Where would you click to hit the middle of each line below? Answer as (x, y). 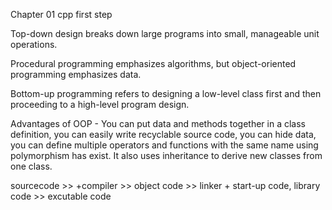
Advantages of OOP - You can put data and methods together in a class (158, 123)
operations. (34, 44)
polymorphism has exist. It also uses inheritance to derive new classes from (166, 155)
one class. (31, 166)
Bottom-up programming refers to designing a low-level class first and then (166, 93)
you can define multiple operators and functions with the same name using (164, 145)
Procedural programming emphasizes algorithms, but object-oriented (153, 63)
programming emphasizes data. (76, 74)
